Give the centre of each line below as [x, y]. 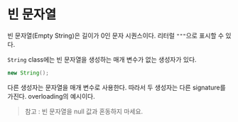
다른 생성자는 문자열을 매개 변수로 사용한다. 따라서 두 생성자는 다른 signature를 [117, 87]
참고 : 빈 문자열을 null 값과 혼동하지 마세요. [84, 111]
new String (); [28, 73]
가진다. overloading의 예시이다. [51, 96]
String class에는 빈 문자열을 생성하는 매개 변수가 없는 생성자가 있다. [102, 59]
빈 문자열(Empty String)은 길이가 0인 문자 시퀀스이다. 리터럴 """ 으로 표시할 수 [116, 35]
